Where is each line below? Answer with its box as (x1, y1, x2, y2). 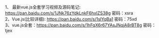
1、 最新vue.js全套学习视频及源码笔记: (5, 4, 81, 10)
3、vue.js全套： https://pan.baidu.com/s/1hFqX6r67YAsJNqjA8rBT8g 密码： (5, 22, 156, 28)
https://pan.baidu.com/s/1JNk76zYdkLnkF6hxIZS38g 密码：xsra (5, 10, 133, 16)
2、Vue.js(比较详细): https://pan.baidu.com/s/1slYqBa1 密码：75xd (5, 16, 137, 22)
